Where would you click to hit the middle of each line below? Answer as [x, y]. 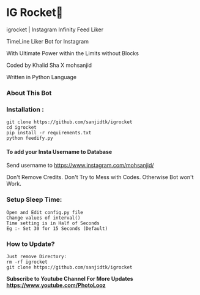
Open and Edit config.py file [45, 212]
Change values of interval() [43, 218]
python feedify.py [30, 138]
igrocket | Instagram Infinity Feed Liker [55, 29]
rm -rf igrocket [27, 262]
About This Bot [29, 93]
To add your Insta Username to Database [59, 151]
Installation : [25, 109]
